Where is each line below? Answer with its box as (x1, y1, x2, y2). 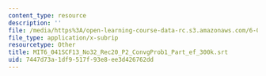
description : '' (8, 19, 62, 27)
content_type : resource (8, 11, 87, 20)
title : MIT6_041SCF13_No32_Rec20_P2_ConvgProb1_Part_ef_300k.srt (8, 48, 228, 56)
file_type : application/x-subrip (8, 33, 119, 42)
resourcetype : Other (8, 41, 77, 49)
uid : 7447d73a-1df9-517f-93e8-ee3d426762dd (8, 56, 154, 64)
